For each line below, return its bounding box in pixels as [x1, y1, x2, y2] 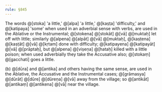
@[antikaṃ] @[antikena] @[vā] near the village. [5, 81, 100, 87]
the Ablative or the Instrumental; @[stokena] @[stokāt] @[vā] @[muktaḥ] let [5, 31, 157, 36]
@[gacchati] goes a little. [5, 56, 55, 62]
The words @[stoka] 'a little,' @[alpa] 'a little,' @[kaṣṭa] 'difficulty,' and [5, 20, 146, 26]
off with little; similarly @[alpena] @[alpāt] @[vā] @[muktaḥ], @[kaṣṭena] [5, 36, 151, 42]
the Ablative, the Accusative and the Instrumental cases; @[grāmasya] [5, 71, 146, 77]
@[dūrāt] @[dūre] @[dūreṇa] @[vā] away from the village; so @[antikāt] [5, 76, 149, 82]
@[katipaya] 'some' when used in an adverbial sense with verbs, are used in [5, 25, 158, 31]
